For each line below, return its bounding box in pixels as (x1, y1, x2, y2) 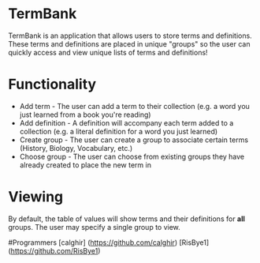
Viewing (8, 188, 64, 206)
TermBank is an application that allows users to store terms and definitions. (8, 31, 252, 40)
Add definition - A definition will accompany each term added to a (19, 118, 234, 127)
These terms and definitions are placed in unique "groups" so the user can (8, 39, 251, 48)
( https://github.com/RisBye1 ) (8, 246, 101, 255)
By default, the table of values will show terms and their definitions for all (8, 214, 246, 224)
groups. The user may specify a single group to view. (8, 222, 181, 231)
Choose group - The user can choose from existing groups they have (19, 152, 245, 161)
